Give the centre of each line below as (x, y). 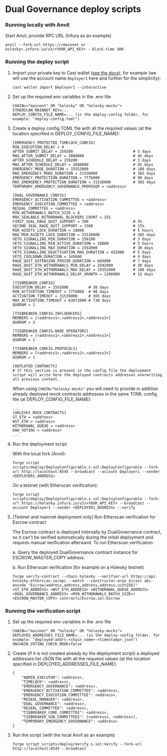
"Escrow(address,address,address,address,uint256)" (83, 585)
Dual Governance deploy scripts (73, 9)
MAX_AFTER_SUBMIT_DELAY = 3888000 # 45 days (83, 156)
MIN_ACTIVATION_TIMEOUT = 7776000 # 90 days (60, 291)
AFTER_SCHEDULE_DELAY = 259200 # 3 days (82, 160)
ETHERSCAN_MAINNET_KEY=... (40, 110)
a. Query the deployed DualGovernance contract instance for (75, 552)
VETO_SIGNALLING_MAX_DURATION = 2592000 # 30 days (83, 248)
